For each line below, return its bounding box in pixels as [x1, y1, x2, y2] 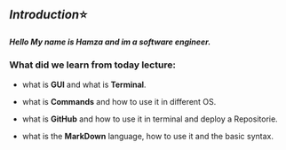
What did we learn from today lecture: [9, 59, 176, 71]
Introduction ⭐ [9, 7, 88, 22]
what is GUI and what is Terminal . [21, 79, 147, 90]
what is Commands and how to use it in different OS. [21, 96, 217, 107]
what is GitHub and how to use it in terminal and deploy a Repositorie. [21, 114, 278, 124]
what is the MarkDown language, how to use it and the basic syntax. [21, 130, 274, 141]
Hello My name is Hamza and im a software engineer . [9, 36, 211, 47]
